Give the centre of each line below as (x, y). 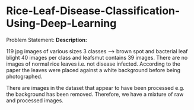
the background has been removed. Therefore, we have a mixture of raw (95, 94)
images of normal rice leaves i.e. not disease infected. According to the (93, 64)
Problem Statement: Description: (47, 40)
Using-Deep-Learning (61, 23)
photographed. (24, 76)
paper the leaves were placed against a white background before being (93, 70)
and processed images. (35, 100)
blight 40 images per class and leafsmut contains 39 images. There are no (97, 57)
